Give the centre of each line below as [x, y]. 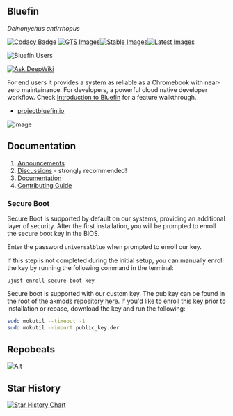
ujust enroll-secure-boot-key [51, 281]
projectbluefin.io [41, 110]
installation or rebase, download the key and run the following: [96, 308]
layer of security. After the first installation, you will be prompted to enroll [112, 225]
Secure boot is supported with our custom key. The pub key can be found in [116, 293]
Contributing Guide [45, 185]
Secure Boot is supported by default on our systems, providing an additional [116, 218]
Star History [34, 388]
